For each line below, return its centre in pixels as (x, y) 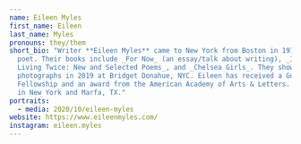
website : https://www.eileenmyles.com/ (84, 117)
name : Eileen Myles (46, 17)
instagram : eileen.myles (56, 126)
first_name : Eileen (46, 26)
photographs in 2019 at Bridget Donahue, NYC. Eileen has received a (150, 76)
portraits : (30, 101)
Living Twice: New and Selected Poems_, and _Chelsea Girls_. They (146, 68)
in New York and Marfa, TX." (72, 92)
